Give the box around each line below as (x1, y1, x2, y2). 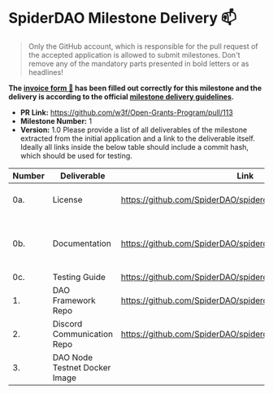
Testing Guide (52, 271, 106, 282)
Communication (52, 328, 114, 339)
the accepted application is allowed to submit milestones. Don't (28, 50, 241, 59)
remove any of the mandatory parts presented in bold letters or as (28, 59, 249, 68)
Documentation (52, 238, 111, 249)
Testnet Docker (52, 361, 111, 373)
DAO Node (52, 352, 93, 363)
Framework (52, 295, 96, 306)
